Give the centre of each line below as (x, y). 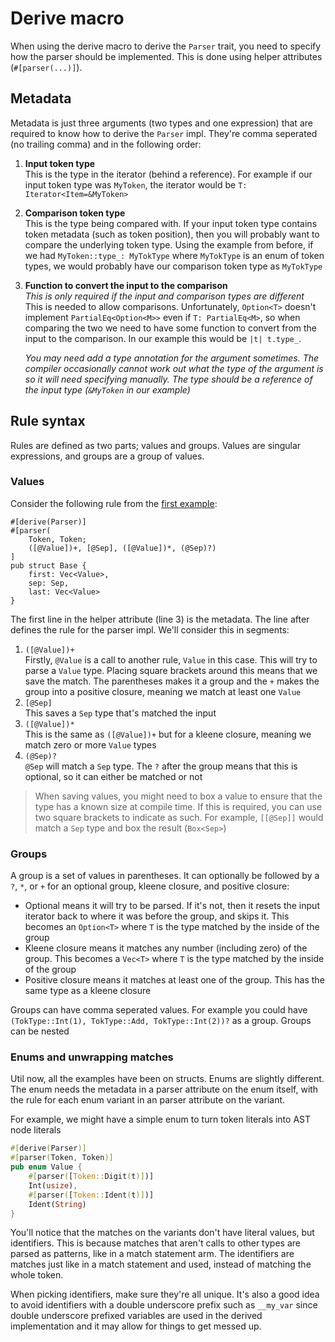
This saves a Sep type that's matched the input (120, 713)
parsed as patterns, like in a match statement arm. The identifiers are (152, 1254)
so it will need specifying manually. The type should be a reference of (168, 379)
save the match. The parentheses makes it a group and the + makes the (172, 681)
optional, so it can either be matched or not (113, 776)
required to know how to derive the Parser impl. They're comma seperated (164, 133)
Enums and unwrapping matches (92, 1057)
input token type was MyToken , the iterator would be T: (136, 184)
